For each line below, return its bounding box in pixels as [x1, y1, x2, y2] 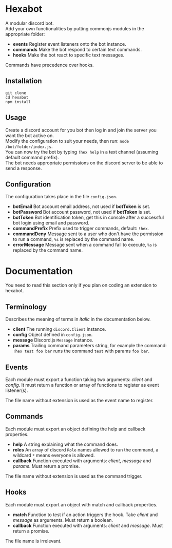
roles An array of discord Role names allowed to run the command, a [12, 446, 159, 452]
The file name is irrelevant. [5, 538, 62, 544]
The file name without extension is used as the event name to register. [5, 397, 154, 403]
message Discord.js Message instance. [12, 337, 93, 343]
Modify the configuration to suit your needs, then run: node [5, 138, 129, 144]
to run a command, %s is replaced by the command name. [12, 236, 135, 242]
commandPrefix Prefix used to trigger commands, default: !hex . [12, 225, 149, 232]
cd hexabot [5, 95, 29, 100]
